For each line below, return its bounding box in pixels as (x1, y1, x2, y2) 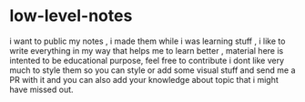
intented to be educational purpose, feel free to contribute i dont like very (9, 55, 285, 66)
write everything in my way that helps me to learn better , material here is (9, 45, 284, 56)
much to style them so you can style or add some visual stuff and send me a (9, 65, 296, 76)
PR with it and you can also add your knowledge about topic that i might (9, 74, 280, 85)
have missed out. (9, 84, 75, 95)
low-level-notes (9, 5, 133, 26)
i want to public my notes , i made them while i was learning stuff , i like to (9, 36, 286, 46)
